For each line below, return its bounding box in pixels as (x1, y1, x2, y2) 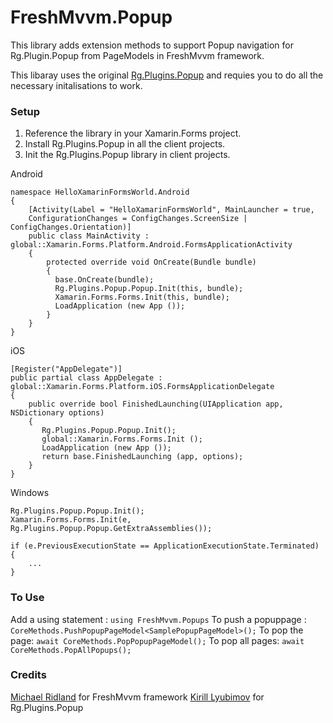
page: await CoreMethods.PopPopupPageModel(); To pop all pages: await (10, 634, 305, 646)
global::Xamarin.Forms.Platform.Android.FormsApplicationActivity (10, 240, 293, 250)
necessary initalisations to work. (10, 79, 143, 91)
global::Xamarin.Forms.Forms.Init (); (41, 434, 203, 445)
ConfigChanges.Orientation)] (10, 222, 132, 233)
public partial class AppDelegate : (10, 373, 163, 383)
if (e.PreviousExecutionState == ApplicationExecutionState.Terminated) (10, 541, 320, 551)
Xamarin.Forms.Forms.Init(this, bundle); (54, 292, 230, 303)
